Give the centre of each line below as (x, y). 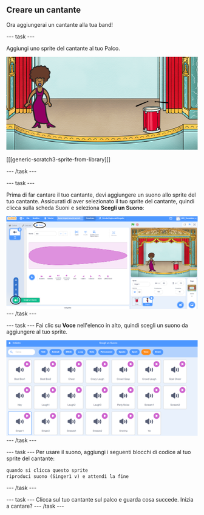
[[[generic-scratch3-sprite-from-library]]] (59, 159)
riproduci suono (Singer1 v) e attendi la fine (68, 477)
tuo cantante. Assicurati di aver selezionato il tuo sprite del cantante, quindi (100, 201)
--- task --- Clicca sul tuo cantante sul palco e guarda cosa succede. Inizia (100, 500)
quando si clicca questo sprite (47, 471)
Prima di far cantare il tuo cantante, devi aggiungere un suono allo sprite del (101, 195)
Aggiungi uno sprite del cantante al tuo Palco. (63, 48)
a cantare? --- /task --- (36, 506)
